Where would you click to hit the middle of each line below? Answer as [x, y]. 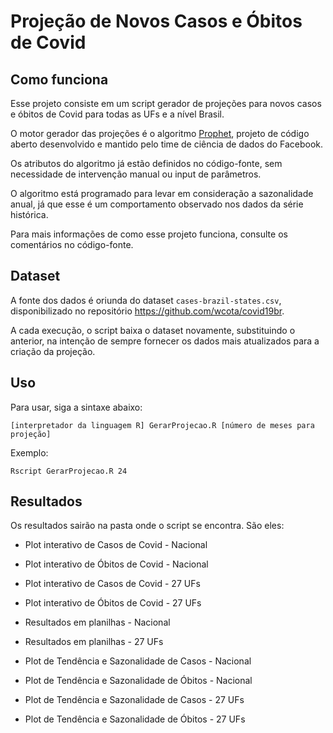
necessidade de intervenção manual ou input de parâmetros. [136, 174]
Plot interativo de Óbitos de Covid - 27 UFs [113, 603]
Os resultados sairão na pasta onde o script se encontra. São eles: [147, 526]
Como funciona [59, 79]
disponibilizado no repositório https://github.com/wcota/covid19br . [147, 311]
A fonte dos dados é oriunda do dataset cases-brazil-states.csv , [146, 300]
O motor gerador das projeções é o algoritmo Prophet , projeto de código [160, 133]
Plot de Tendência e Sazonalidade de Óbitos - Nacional [138, 681]
